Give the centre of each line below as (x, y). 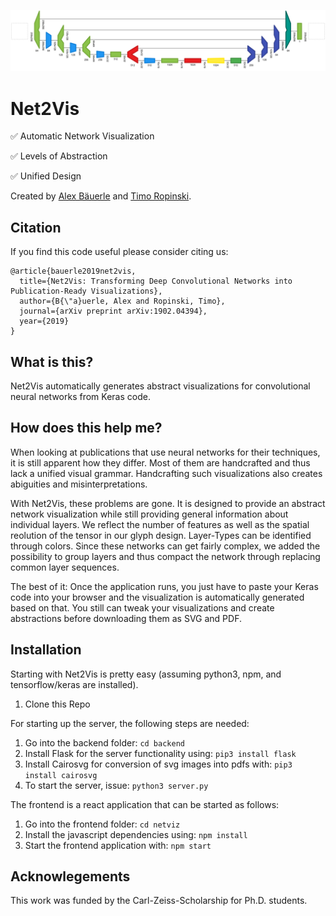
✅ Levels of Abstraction (59, 156)
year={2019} (44, 321)
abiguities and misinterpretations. (79, 484)
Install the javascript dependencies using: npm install (136, 834)
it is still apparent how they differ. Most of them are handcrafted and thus (160, 462)
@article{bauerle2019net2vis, (73, 271)
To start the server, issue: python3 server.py (116, 785)
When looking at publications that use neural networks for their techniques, (165, 452)
